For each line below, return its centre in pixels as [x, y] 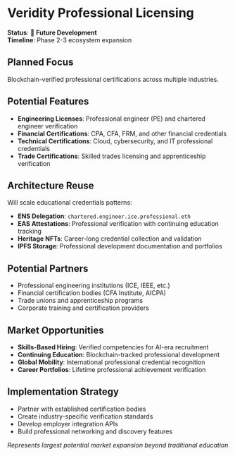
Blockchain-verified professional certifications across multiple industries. [113, 79]
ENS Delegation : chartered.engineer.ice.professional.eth [104, 216]
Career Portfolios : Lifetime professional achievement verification [112, 370]
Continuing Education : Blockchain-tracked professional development [119, 355]
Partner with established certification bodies [82, 409]
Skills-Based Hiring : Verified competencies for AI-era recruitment [113, 347]
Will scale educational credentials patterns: [70, 203]
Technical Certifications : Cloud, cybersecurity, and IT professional [115, 141]
